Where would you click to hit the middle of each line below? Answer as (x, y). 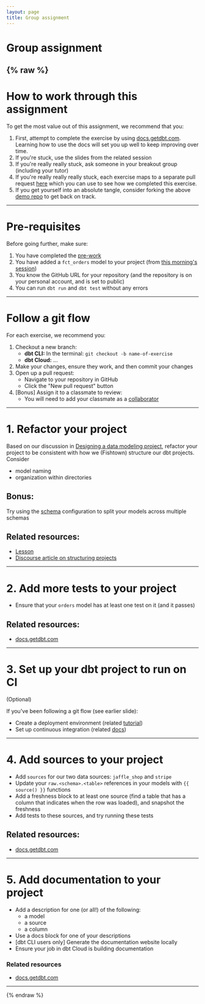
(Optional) (19, 700)
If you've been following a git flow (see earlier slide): (72, 711)
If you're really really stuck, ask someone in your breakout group (96, 164)
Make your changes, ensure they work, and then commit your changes (104, 366)
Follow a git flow (48, 318)
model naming (33, 471)
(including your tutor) (42, 171)
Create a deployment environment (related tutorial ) (79, 723)
